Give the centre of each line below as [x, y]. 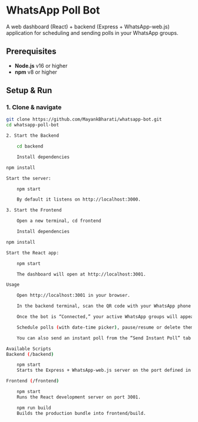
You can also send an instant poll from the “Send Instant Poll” [99, 338]
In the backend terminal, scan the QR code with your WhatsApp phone [104, 306]
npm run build [34, 408]
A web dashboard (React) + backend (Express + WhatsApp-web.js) [88, 27]
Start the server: [29, 178]
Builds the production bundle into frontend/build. [81, 413]
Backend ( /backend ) [30, 354]
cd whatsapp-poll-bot [33, 125]
